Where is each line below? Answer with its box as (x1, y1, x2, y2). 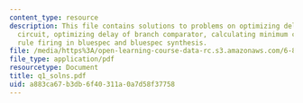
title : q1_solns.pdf (9, 72, 87, 81)
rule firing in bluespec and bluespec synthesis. (17, 38, 207, 47)
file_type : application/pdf (9, 55, 115, 64)
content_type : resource (9, 13, 99, 22)
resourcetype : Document (9, 64, 99, 73)
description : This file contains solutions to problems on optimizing (9, 21, 280, 30)
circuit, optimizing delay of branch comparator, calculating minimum (17, 30, 289, 39)
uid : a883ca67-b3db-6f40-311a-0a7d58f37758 (9, 80, 176, 89)
